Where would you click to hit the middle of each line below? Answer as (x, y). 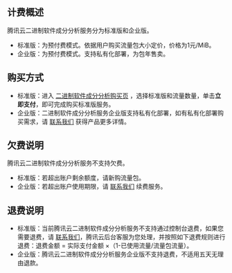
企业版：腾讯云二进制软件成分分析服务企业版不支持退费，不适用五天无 (117, 254)
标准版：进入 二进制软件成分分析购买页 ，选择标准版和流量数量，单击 (116, 95)
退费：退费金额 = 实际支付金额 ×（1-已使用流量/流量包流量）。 (105, 246)
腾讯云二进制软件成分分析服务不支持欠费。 (68, 163)
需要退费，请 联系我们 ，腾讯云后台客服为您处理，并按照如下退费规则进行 (121, 237)
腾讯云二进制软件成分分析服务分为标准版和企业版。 (80, 30)
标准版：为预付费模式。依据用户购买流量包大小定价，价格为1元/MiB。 (116, 45)
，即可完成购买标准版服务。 (75, 104)
